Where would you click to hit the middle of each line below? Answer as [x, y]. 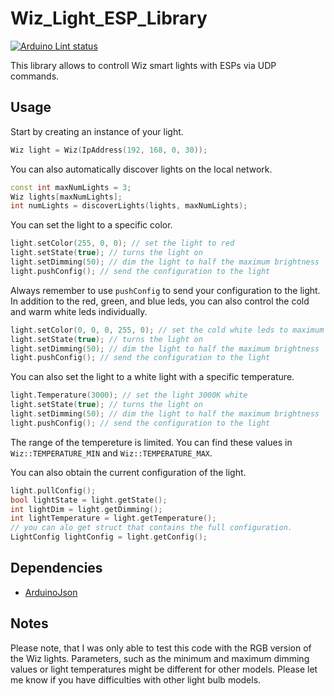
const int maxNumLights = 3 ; [71, 187]
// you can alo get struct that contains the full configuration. [151, 528]
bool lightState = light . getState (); [89, 500]
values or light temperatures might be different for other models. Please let [164, 669]
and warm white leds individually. [79, 311]
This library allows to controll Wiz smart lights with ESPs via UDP [143, 65]
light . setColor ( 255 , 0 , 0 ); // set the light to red [122, 243]
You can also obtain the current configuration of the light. [128, 472]
